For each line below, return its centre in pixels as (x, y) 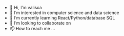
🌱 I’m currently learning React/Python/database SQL (62, 18)
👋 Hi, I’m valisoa (26, 8)
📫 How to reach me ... (32, 28)
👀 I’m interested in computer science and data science (64, 13)
